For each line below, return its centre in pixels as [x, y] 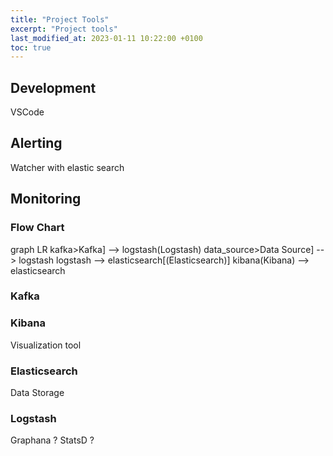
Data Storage [37, 393]
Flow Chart [37, 228]
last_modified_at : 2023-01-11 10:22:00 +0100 [106, 38]
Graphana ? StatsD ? [52, 440]
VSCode [27, 112]
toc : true [31, 47]
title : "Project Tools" [60, 19]
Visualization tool [46, 345]
